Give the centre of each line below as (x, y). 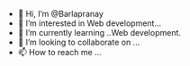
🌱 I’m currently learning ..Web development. (100, 33)
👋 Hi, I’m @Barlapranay (60, 14)
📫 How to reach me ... (59, 52)
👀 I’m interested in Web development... (90, 23)
